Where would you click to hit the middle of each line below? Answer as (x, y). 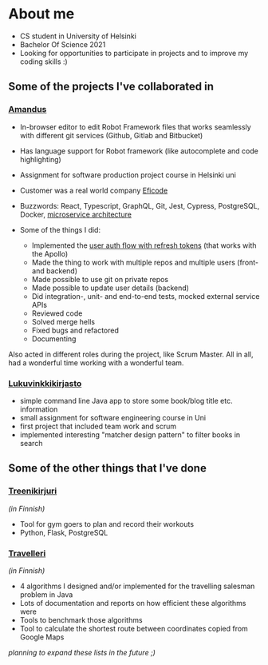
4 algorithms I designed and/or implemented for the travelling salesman (137, 586)
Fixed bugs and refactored (75, 330)
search (31, 443)
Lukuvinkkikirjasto (45, 383)
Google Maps (42, 637)
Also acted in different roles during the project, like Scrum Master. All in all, (131, 354)
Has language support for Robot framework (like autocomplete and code (139, 151)
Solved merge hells (63, 321)
